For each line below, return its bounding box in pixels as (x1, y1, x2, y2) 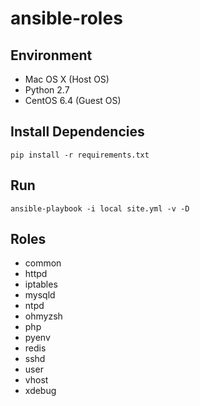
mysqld (24, 289, 56, 301)
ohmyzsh (24, 310, 63, 322)
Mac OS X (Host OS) (24, 73, 110, 85)
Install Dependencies (10, 123, 145, 141)
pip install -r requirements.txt (10, 150, 150, 160)
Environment (10, 47, 93, 64)
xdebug (24, 385, 57, 397)
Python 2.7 (24, 84, 70, 96)
